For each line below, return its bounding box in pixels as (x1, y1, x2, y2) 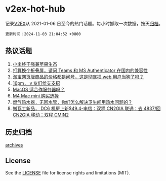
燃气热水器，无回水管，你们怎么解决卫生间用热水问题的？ (12, 99, 133, 105)
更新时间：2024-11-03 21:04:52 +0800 (5, 31, 81, 37)
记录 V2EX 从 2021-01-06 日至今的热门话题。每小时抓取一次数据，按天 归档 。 (5, 20, 163, 26)
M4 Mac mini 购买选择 (12, 92, 59, 99)
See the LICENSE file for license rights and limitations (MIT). (5, 170, 131, 176)
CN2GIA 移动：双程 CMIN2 (12, 112, 69, 118)
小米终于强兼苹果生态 (12, 61, 57, 67)
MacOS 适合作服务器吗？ (12, 86, 65, 92)
